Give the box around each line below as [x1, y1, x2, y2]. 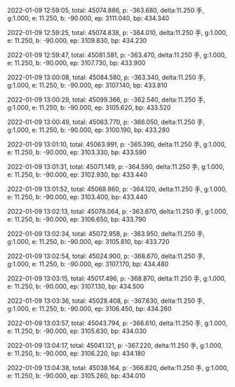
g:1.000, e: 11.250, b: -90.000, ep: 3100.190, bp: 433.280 [7, 125, 170, 134]
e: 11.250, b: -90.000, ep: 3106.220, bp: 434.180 [7, 349, 145, 358]
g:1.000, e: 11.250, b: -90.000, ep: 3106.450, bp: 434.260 [7, 304, 172, 313]
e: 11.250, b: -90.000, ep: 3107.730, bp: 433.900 [7, 59, 146, 67]
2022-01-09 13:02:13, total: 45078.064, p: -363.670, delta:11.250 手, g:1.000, [7, 208, 228, 215]
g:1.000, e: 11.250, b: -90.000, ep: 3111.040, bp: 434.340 [7, 14, 170, 22]
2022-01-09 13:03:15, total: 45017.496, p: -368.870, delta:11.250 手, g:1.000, [7, 274, 227, 283]
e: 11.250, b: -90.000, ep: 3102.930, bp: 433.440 [7, 170, 147, 179]
